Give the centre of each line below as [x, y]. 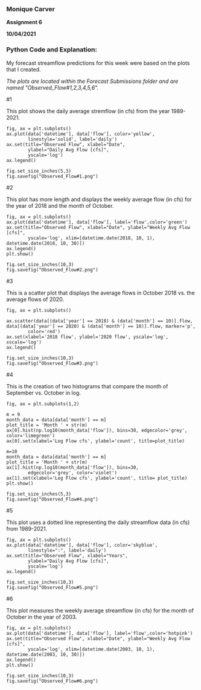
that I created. [24, 69]
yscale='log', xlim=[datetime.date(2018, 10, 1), [91, 238]
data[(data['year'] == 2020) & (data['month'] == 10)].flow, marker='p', [101, 326]
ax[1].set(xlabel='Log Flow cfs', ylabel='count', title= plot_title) [97, 478]
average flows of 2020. [35, 299]
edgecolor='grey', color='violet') [73, 473]
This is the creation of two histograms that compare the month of [87, 386]
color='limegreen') [31, 436]
